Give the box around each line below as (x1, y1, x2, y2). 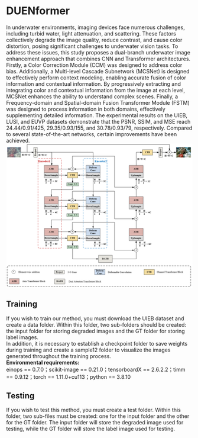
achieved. (6, 137, 30, 144)
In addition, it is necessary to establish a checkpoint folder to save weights (6, 340, 188, 347)
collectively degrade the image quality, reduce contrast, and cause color (6, 36, 183, 43)
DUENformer (6, 4, 70, 18)
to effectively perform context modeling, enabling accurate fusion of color (6, 74, 187, 81)
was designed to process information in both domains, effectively (6, 105, 165, 112)
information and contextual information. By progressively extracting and (6, 80, 181, 87)
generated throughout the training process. (6, 352, 111, 359)
